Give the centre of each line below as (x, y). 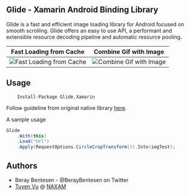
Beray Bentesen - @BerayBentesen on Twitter (72, 180)
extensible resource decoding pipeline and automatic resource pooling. (94, 37)
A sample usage (26, 120)
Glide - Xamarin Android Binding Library (82, 10)
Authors (22, 166)
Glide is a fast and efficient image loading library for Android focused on (95, 24)
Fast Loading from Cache (48, 51)
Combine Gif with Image (129, 51)
